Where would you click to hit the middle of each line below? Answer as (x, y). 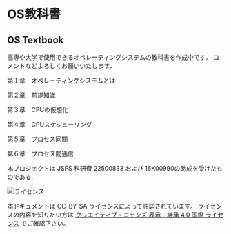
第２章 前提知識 (31, 95)
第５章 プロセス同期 (37, 139)
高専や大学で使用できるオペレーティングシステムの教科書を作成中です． (109, 57)
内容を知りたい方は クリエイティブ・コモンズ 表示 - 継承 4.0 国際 (111, 215)
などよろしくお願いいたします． (70, 66)
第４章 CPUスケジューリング (50, 124)
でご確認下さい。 (45, 223)
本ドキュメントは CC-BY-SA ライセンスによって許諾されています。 (102, 206)
